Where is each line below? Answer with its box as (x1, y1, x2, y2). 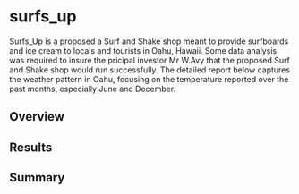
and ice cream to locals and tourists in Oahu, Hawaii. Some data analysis (9, 45, 278, 55)
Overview (9, 109, 65, 124)
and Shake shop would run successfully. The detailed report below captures (9, 64, 291, 75)
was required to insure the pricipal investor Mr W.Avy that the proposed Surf (9, 55, 291, 65)
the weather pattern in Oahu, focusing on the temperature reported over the (9, 73, 289, 84)
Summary (9, 170, 65, 185)
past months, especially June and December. (9, 83, 176, 94)
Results (9, 139, 53, 155)
